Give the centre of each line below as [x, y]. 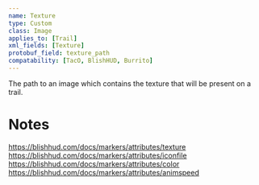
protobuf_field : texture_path [59, 53]
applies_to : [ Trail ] [43, 38]
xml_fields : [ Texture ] [46, 46]
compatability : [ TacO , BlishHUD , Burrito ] [81, 61]
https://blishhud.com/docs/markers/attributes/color [94, 164]
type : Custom [30, 23]
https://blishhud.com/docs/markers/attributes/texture [97, 146]
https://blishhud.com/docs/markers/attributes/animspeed [104, 172]
